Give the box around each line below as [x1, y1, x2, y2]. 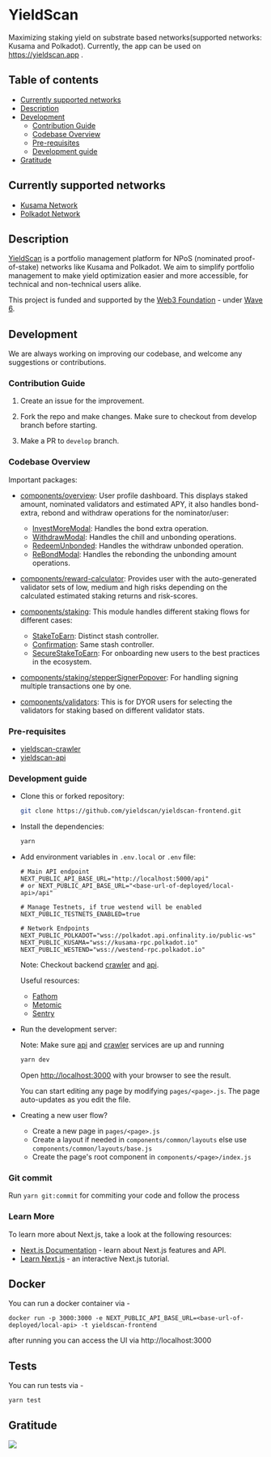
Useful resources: [19, 975, 80, 986]
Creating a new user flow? [19, 1111, 108, 1120]
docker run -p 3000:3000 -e [8, 1314, 104, 1322]
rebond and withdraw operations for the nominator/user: [41, 508, 229, 517]
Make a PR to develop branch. [19, 436, 120, 446]
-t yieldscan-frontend [80, 1322, 158, 1330]
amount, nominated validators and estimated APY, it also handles [19, 499, 237, 508]
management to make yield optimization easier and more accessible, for [8, 271, 249, 281]
